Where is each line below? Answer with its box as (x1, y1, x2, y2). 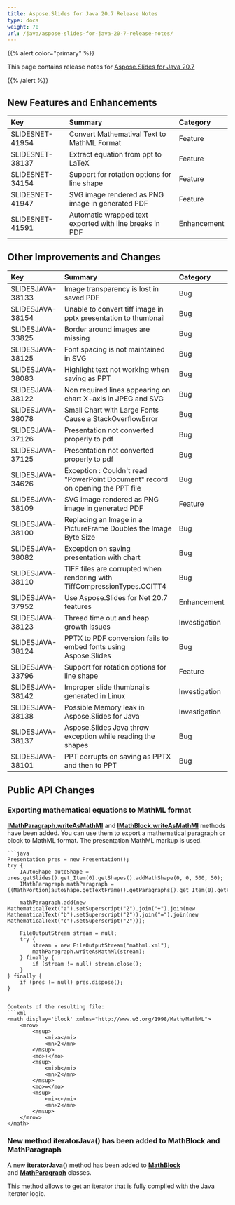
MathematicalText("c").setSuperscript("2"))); (7, 917, 145, 924)
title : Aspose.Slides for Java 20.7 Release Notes (7, 10, 158, 18)
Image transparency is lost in (64, 284, 159, 293)
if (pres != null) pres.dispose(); (20, 978, 124, 986)
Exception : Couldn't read (64, 465, 148, 475)
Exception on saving (64, 543, 131, 553)
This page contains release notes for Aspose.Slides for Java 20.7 (7, 62, 195, 71)
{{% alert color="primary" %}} (7, 49, 95, 58)
